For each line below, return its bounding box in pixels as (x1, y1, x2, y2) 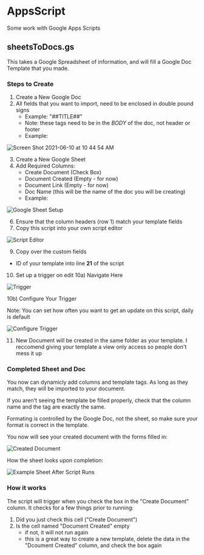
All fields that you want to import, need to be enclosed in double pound (15, 100, 194, 107)
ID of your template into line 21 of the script (15, 260, 124, 267)
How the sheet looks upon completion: (7, 457, 104, 464)
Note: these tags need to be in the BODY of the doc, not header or (24, 120, 191, 127)
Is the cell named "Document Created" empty (15, 522, 130, 529)
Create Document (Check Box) (24, 169, 102, 176)
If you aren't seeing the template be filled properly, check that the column (7, 397, 191, 404)
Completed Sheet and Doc (7, 364, 86, 373)
